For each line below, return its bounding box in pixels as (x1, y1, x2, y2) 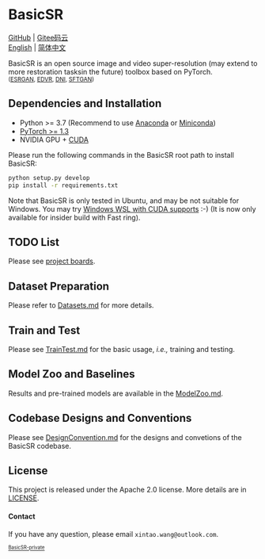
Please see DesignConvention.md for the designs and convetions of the (8, 432, 243, 442)
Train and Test (8, 324, 81, 337)
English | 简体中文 (8, 42, 66, 52)
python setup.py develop (8, 174, 90, 182)
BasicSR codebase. (8, 441, 72, 450)
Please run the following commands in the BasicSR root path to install (8, 150, 235, 159)
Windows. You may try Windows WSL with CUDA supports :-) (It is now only (8, 204, 256, 213)
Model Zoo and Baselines (8, 367, 136, 381)
